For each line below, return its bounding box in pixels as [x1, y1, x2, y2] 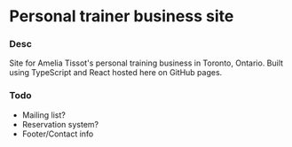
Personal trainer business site [9, 6, 234, 27]
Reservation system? [21, 119, 99, 129]
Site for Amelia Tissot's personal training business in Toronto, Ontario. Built [9, 58, 284, 68]
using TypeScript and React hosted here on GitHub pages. [9, 67, 223, 78]
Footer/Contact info [21, 128, 94, 139]
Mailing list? [21, 109, 67, 120]
